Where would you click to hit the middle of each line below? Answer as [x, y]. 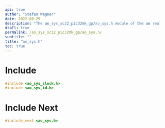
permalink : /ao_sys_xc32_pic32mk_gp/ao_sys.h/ [54, 32]
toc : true [15, 46]
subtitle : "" [18, 37]
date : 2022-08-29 [23, 19]
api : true [15, 10]
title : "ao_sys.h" [24, 42]
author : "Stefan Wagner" [30, 14]
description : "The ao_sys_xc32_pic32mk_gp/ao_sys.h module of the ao [78, 23]
